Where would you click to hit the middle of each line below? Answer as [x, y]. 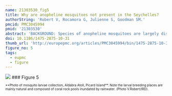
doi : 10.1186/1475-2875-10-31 [38, 39]
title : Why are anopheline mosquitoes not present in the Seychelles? [82, 15]
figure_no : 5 [19, 48]
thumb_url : [17, 43]
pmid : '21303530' [24, 29]
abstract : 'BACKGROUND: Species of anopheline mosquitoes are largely [82, 34]
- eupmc [18, 57]
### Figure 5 [25, 78]
